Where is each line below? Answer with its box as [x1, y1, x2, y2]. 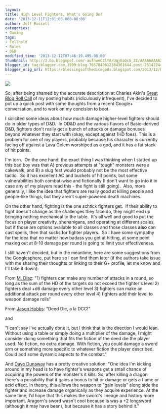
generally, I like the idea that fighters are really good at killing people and [5, 188, 153, 194]
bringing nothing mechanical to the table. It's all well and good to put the [5, 214, 154, 220]
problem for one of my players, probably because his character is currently [5, 137, 158, 142]
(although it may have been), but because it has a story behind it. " [5, 403, 139, 409]
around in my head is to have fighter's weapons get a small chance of [5, 366, 147, 372]
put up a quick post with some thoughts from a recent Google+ [5, 101, 133, 107]
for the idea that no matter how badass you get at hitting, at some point [5, 235, 150, 240]
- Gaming [5, 30, 23, 35]
